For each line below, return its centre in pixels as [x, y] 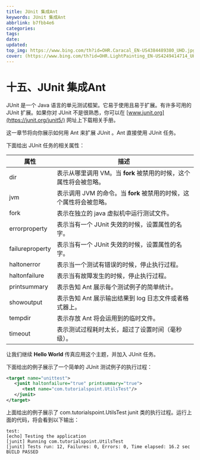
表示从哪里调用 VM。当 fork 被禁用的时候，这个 [124, 173]
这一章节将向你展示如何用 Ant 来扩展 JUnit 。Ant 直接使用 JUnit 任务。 [93, 132]
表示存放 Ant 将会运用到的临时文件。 [108, 318]
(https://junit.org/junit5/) [36, 120]
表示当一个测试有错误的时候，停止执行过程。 [120, 265]
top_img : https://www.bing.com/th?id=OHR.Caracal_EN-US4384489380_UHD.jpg [101, 51]
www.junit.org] [146, 112]
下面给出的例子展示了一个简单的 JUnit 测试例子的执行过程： [79, 366]
